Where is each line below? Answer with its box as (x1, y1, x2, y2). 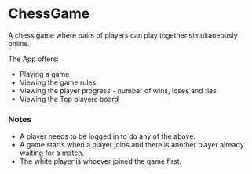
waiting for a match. (19, 148, 85, 158)
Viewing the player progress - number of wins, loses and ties (19, 85, 217, 95)
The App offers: (8, 54, 59, 63)
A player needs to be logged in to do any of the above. (19, 132, 196, 141)
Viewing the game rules (19, 78, 97, 87)
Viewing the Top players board (19, 94, 119, 103)
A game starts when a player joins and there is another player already (19, 140, 245, 150)
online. (8, 38, 30, 48)
